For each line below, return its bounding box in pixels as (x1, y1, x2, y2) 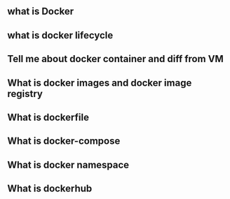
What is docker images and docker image (7, 77, 192, 89)
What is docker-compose (7, 135, 121, 147)
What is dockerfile (7, 111, 90, 123)
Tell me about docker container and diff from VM (7, 53, 224, 65)
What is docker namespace (7, 159, 130, 170)
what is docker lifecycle (7, 29, 114, 41)
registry (7, 87, 43, 100)
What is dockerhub (7, 183, 93, 195)
